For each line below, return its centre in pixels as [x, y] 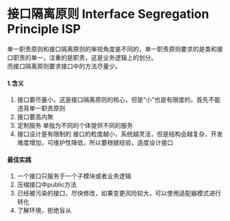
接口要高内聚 [35, 117]
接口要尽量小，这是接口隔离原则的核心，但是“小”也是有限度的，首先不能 [119, 100]
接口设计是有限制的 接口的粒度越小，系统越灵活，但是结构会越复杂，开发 [120, 134]
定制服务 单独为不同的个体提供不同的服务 [75, 126]
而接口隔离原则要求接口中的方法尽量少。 [64, 66]
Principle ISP [44, 29]
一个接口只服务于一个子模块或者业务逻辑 [74, 176]
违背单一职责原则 [41, 108]
